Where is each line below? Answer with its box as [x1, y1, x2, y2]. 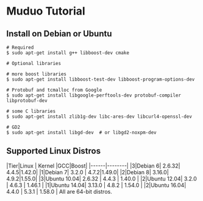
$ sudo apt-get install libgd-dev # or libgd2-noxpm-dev [6, 129, 157, 135]
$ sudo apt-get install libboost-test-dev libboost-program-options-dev [6, 77, 195, 83]
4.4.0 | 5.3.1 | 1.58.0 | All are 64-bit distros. [6, 188, 113, 195]
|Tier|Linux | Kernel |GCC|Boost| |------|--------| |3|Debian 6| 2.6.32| [6, 162, 180, 169]
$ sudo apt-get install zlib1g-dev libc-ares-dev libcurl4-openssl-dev [6, 114, 192, 120]
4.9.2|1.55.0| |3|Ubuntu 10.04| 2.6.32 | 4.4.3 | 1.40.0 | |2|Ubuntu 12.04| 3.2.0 [6, 175, 197, 182]
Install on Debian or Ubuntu [6, 29, 112, 39]
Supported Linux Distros [6, 146, 101, 156]
